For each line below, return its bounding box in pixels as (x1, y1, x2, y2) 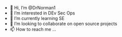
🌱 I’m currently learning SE (9, 15, 65, 21)
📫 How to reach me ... (9, 26, 56, 32)
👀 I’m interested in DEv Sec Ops (9, 10, 75, 16)
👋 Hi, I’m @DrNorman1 (9, 5, 56, 10)
